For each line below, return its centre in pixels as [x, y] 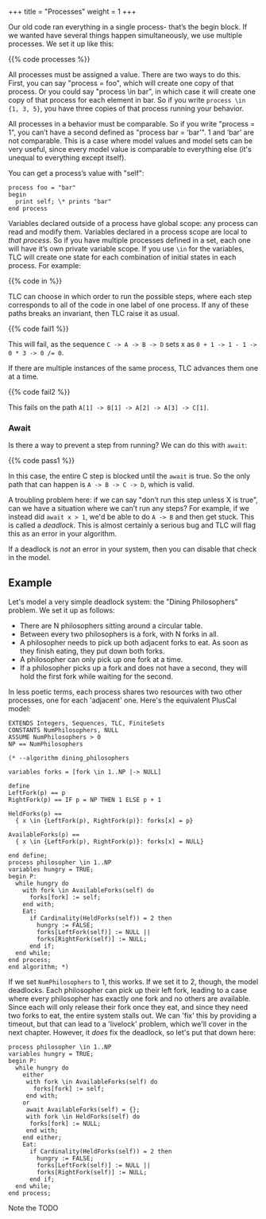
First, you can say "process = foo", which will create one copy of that [121, 83]
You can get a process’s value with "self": [76, 173]
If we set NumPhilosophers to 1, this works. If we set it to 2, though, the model [133, 982]
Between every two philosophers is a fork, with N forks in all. [119, 634]
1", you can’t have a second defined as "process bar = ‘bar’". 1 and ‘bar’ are [131, 132]
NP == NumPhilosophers [46, 744]
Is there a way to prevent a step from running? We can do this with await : [128, 446]
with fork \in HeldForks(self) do [83, 1117]
